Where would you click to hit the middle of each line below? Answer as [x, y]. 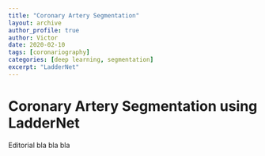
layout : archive [35, 23]
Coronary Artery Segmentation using [133, 106]
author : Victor [33, 38]
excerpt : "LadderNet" [44, 67]
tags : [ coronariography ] [49, 52]
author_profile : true [44, 30]
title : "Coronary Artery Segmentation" [74, 15]
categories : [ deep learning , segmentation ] [81, 60]
